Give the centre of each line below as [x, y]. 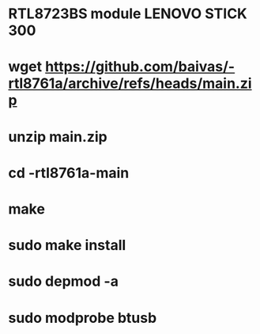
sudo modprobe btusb [83, 318]
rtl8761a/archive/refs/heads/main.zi [130, 83]
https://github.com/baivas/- [140, 67]
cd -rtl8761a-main [69, 173]
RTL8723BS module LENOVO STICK [128, 14]
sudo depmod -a [63, 281]
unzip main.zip [58, 137]
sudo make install [67, 245]
